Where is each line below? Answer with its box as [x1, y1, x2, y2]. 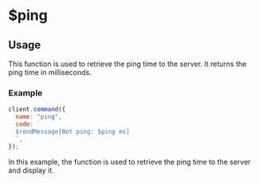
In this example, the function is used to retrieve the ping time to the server [8, 157, 251, 166]
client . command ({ [8, 106, 66, 114]
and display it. [8, 165, 54, 175]
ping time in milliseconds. [8, 68, 92, 77]
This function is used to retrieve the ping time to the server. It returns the [8, 59, 247, 68]
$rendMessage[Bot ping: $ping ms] [15, 127, 130, 135]
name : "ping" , [15, 113, 62, 121]
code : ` [15, 120, 41, 129]
